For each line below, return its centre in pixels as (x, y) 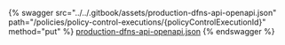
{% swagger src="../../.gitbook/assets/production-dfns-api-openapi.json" (142, 13)
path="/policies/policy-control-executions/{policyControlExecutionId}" (137, 22)
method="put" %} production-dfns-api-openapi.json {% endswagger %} (142, 31)
